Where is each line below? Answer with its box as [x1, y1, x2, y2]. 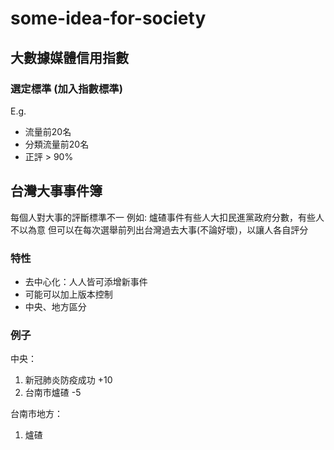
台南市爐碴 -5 [24, 387, 82, 399]
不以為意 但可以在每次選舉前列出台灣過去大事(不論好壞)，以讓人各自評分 [10, 223, 309, 236]
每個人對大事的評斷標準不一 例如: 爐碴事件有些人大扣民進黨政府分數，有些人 [10, 211, 325, 223]
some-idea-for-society [10, 7, 207, 30]
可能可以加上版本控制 [24, 288, 113, 300]
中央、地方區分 [24, 300, 87, 312]
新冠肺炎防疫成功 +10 [24, 374, 113, 386]
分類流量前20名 [24, 138, 90, 150]
